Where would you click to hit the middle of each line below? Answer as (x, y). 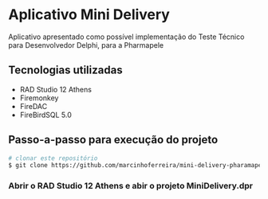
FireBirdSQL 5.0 (45, 115)
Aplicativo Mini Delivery (89, 15)
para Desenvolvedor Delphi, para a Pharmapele (86, 45)
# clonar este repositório (53, 158)
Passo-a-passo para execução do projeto (113, 140)
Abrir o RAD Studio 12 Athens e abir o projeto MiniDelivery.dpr (131, 186)
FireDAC (33, 106)
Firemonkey (39, 98)
